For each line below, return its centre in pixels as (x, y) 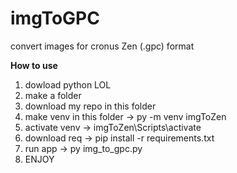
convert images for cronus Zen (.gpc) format (102, 46)
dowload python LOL (68, 84)
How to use (34, 65)
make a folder (53, 95)
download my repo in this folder (90, 106)
